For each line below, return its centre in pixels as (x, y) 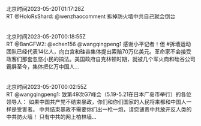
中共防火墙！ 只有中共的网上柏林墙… (52, 117)
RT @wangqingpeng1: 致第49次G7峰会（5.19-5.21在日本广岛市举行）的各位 (99, 94)
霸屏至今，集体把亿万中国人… (43, 67)
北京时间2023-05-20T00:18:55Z (46, 37)
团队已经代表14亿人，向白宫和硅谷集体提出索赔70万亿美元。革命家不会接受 (99, 52)
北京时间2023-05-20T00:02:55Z (46, 87)
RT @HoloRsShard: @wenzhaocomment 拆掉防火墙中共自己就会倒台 (91, 16)
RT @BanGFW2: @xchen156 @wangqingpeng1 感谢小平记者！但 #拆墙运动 (98, 44)
